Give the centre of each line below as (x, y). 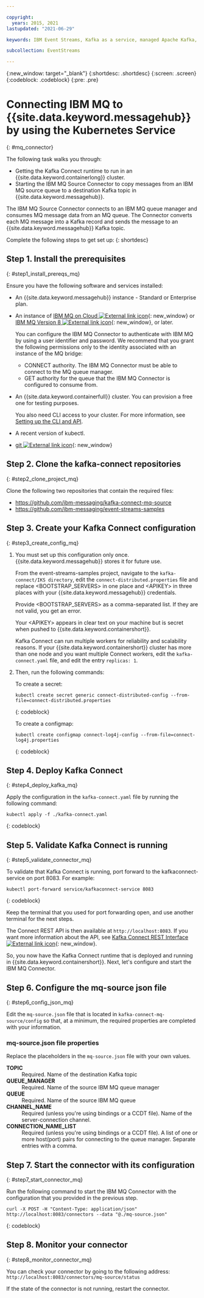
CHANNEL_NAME (29, 1107)
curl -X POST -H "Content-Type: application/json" (72, 1209)
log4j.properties (37, 740)
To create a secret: (39, 684)
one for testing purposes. (47, 403)
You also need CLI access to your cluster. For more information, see (100, 415)
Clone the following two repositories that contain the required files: (90, 490)
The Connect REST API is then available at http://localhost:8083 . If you (97, 931)
